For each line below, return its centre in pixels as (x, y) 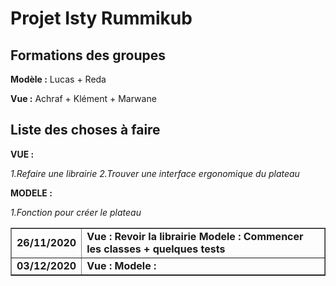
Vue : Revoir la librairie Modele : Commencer (195, 236)
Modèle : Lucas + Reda (58, 79)
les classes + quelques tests (156, 249)
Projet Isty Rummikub (101, 18)
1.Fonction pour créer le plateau (76, 212)
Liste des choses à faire (85, 130)
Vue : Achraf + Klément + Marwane (83, 98)
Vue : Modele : (121, 265)
